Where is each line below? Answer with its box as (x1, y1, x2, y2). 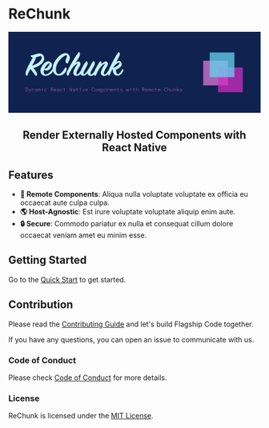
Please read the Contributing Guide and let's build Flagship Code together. (8, 319, 254, 329)
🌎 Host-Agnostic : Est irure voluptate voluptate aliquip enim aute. (19, 207, 236, 217)
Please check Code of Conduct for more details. (8, 373, 167, 382)
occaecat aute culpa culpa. (19, 198, 110, 208)
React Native (102, 141, 167, 154)
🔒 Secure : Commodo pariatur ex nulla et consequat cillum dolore (19, 219, 234, 229)
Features (8, 168, 54, 182)
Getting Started (8, 254, 87, 267)
